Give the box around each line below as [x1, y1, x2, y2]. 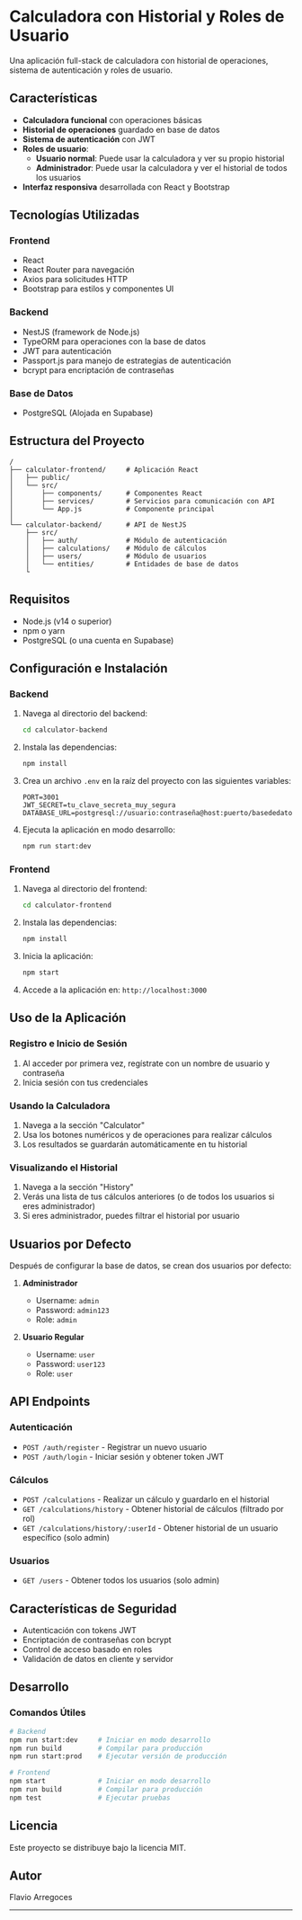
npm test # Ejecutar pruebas [9, 1793, 171, 1802]
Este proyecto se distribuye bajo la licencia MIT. [9, 1842, 187, 1853]
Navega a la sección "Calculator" [22, 1119, 146, 1130]
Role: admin [35, 1314, 78, 1325]
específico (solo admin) [22, 1532, 111, 1542]
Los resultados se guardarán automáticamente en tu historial [22, 1139, 248, 1150]
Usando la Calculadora [9, 1099, 111, 1112]
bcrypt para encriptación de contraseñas [22, 364, 174, 375]
